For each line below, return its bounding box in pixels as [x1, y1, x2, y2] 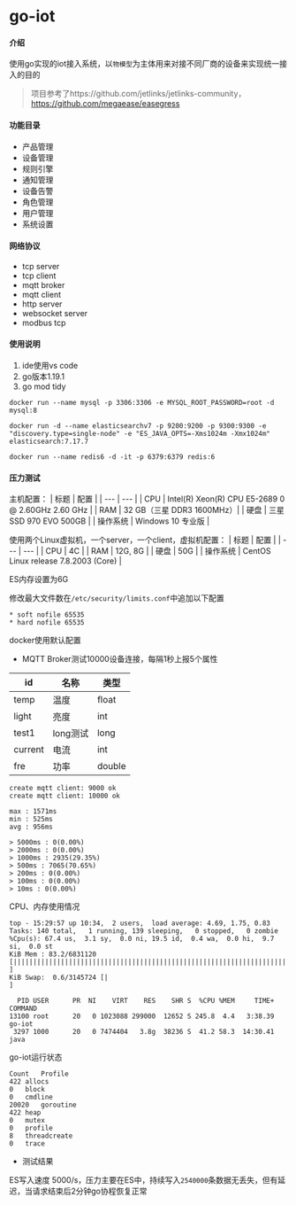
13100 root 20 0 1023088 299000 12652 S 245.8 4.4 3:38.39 [9, 1012, 275, 1021]
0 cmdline [9, 1092, 53, 1102]
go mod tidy [21, 381, 66, 392]
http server [21, 299, 63, 309]
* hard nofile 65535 [9, 618, 86, 627]
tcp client [21, 270, 57, 281]
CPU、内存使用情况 [9, 901, 80, 912]
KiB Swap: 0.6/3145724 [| [9, 973, 109, 983]
